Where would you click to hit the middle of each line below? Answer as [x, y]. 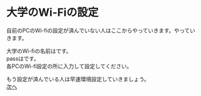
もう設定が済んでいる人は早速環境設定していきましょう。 [78, 79]
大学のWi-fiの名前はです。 [39, 51]
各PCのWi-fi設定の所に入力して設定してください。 [69, 66]
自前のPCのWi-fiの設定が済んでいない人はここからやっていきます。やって [98, 30]
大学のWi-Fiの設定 [52, 12]
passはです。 [23, 58]
